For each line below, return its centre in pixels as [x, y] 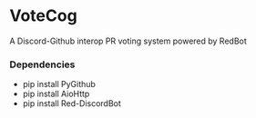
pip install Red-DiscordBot [72, 103]
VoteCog [43, 16]
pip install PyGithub [59, 84]
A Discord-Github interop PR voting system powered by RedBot [128, 41]
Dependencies [42, 64]
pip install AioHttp [56, 94]
